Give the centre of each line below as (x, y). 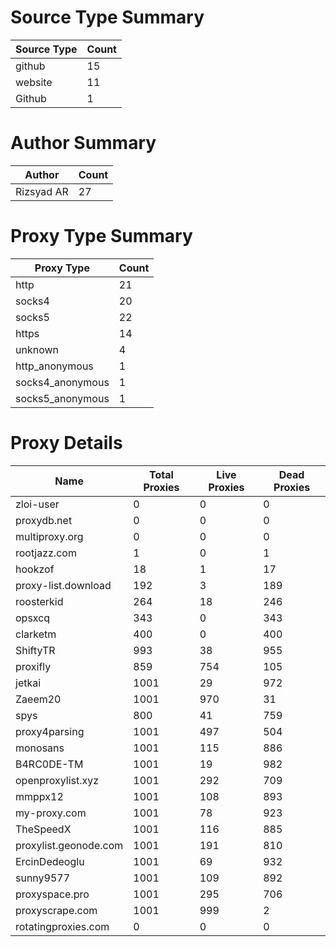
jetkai (28, 683)
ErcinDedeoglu (50, 861)
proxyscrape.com (56, 910)
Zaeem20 (38, 699)
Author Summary (83, 143)
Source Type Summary (107, 17)
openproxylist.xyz (57, 780)
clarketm (36, 634)
